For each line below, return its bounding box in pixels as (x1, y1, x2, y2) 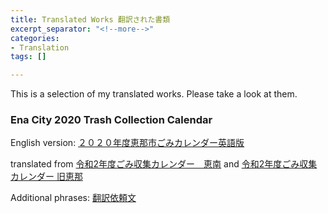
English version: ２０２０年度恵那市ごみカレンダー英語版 (10, 137, 245, 149)
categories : (10, 33, 60, 43)
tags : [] (10, 52, 47, 62)
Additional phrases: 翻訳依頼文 (10, 192, 137, 204)
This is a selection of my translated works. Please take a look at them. (10, 88, 298, 100)
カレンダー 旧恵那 (10, 171, 83, 183)
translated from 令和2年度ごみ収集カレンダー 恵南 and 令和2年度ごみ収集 (10, 158, 318, 170)
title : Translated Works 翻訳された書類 (10, 14, 171, 25)
